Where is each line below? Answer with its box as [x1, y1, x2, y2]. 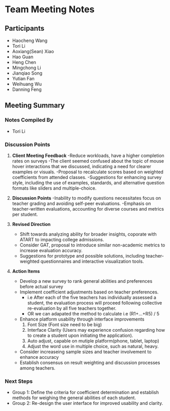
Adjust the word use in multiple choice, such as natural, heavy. [27, 343, 159, 349]
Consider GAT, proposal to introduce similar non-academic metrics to [19, 242, 165, 248]
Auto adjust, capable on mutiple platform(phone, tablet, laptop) [27, 337, 160, 344]
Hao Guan [12, 54, 34, 60]
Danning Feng [12, 86, 42, 93]
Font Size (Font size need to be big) [27, 321, 102, 328]
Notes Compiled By [5, 117, 53, 124]
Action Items [12, 268, 40, 274]
